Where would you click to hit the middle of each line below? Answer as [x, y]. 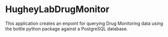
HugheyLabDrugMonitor [57, 9]
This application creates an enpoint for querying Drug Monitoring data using [84, 23]
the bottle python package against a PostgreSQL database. [67, 28]
